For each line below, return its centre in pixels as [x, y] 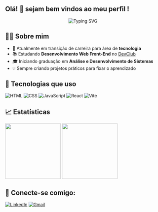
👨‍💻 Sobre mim [27, 37]
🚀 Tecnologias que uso [41, 84]
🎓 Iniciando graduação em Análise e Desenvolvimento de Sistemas [83, 61]
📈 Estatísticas [28, 112]
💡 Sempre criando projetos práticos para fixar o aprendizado [74, 68]
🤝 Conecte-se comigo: [40, 193]
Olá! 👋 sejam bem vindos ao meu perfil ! [67, 9]
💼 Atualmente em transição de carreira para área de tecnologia [77, 48]
